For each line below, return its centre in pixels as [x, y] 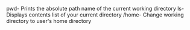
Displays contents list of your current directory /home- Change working [95, 15]
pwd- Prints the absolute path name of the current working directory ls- [95, 9]
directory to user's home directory [49, 21]
